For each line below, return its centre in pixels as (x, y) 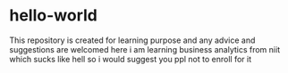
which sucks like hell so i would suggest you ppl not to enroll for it (131, 59)
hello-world (54, 16)
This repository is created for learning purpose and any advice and (132, 40)
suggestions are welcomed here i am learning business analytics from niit (144, 49)
